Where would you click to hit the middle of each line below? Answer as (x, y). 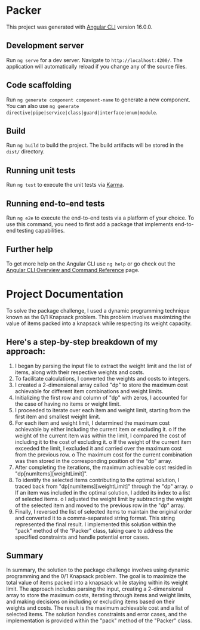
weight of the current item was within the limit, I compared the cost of (100, 436)
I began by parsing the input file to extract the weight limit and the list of (103, 366)
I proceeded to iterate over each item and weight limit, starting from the (102, 410)
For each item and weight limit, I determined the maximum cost (92, 423)
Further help (30, 249)
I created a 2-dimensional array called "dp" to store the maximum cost (101, 385)
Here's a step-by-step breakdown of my (82, 342)
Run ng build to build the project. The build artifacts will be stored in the (95, 145)
